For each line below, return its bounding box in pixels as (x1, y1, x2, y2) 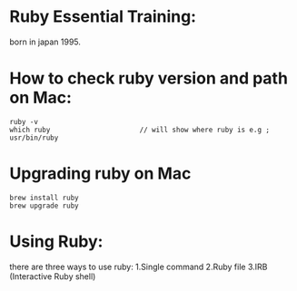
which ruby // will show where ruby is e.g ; (9, 125, 271, 134)
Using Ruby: (9, 231, 104, 251)
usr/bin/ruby (9, 133, 59, 142)
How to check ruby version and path (9, 68, 289, 89)
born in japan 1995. (9, 36, 82, 47)
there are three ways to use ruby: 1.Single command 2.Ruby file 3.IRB (9, 261, 268, 272)
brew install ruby (9, 193, 79, 202)
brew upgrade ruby (9, 201, 79, 210)
